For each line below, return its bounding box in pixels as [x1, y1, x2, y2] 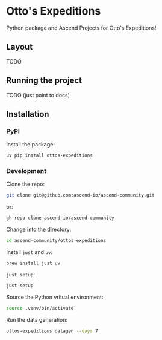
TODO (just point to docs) [6, 91, 70, 99]
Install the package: [6, 141, 55, 148]
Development [6, 167, 47, 175]
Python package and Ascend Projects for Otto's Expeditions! [6, 24, 157, 31]
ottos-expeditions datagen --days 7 [6, 328, 98, 334]
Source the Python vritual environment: [6, 293, 104, 301]
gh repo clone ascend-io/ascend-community [6, 215, 114, 221]
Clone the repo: [6, 180, 45, 188]
